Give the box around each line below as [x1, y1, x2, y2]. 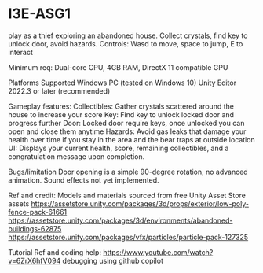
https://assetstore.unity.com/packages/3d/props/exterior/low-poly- [31, 198, 250, 208]
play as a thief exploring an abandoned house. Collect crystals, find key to [8, 31, 248, 40]
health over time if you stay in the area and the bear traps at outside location [8, 135, 255, 144]
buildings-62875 [8, 223, 62, 233]
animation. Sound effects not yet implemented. [8, 175, 159, 185]
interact [8, 47, 33, 57]
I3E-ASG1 [8, 5, 71, 23]
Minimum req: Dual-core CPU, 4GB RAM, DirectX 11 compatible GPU [8, 62, 228, 72]
